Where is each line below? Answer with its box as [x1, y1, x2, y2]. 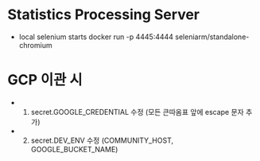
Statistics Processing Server [7, 6, 200, 24]
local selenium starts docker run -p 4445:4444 [18, 32, 174, 41]
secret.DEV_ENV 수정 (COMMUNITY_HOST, [30, 135, 174, 145]
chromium [18, 40, 52, 49]
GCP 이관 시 [7, 71, 83, 89]
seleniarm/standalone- [175, 32, 250, 41]
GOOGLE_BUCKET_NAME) [30, 144, 118, 154]
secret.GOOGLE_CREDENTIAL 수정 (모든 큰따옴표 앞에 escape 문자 [30, 107, 244, 116]
